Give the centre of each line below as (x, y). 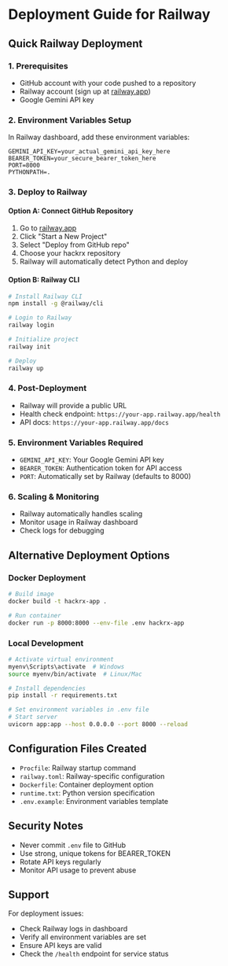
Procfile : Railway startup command (77, 768)
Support (29, 894)
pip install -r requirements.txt (63, 695)
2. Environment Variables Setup (70, 120)
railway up (26, 368)
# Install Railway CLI (45, 297)
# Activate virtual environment (61, 659)
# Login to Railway (40, 318)
